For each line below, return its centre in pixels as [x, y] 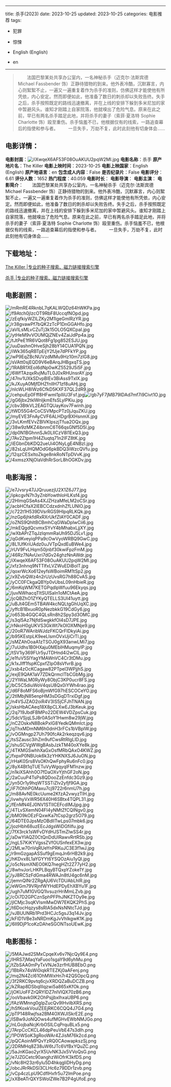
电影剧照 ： [22, 296]
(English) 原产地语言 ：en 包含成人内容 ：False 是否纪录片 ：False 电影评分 [82, 172]
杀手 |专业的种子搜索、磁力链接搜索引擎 [47, 278]
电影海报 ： [22, 477]
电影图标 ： [22, 941]
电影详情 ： [22, 146]
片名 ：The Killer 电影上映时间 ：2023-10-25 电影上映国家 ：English [79, 166]
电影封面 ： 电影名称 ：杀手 [78, 159]
